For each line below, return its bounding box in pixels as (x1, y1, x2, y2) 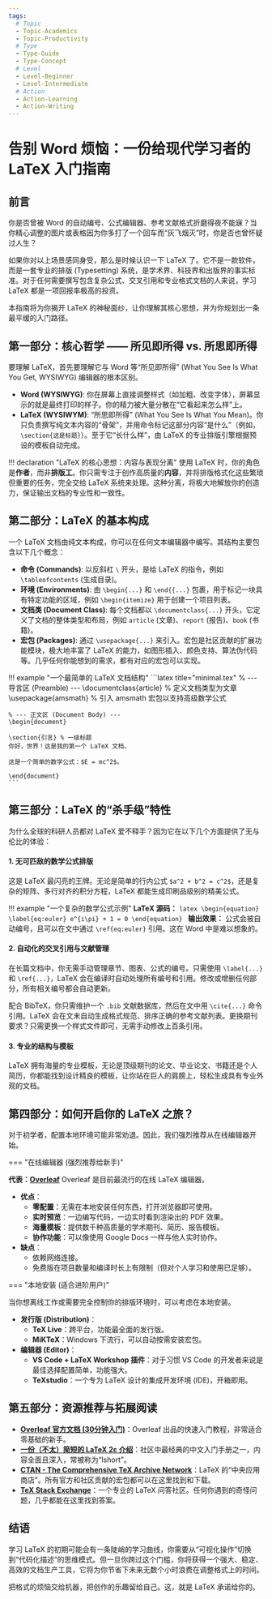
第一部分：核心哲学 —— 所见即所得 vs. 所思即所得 (8, 339, 257, 353)
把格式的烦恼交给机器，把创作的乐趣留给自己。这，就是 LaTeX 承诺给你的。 (8, 1582, 260, 1592)
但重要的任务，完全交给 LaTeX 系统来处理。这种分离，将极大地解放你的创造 (8, 478, 260, 487)
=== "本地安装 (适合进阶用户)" (8, 1280, 109, 1289)
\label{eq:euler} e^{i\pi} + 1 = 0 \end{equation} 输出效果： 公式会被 (8, 913, 254, 923)
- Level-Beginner (15, 72, 74, 80)
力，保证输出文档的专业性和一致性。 (8, 487, 130, 497)
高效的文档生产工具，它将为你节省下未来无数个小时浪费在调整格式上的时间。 (8, 1564, 264, 1574)
